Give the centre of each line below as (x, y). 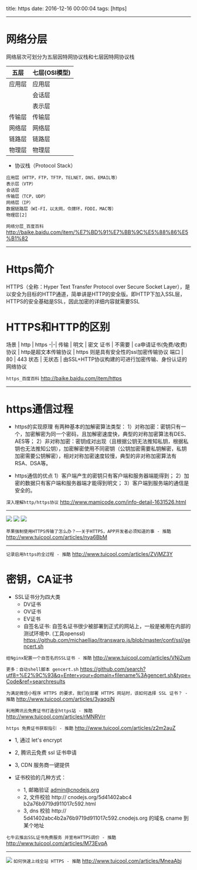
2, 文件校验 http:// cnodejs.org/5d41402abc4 (77, 797)
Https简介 (30, 269)
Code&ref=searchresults (36, 681)
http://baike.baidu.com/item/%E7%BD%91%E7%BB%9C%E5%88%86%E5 (97, 232)
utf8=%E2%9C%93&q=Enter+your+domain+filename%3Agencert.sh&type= (98, 675)
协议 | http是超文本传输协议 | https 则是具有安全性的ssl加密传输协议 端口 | (95, 352)
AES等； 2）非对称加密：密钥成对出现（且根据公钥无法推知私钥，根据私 (101, 441)
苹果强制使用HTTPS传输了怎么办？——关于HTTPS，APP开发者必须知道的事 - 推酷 (89, 531)
